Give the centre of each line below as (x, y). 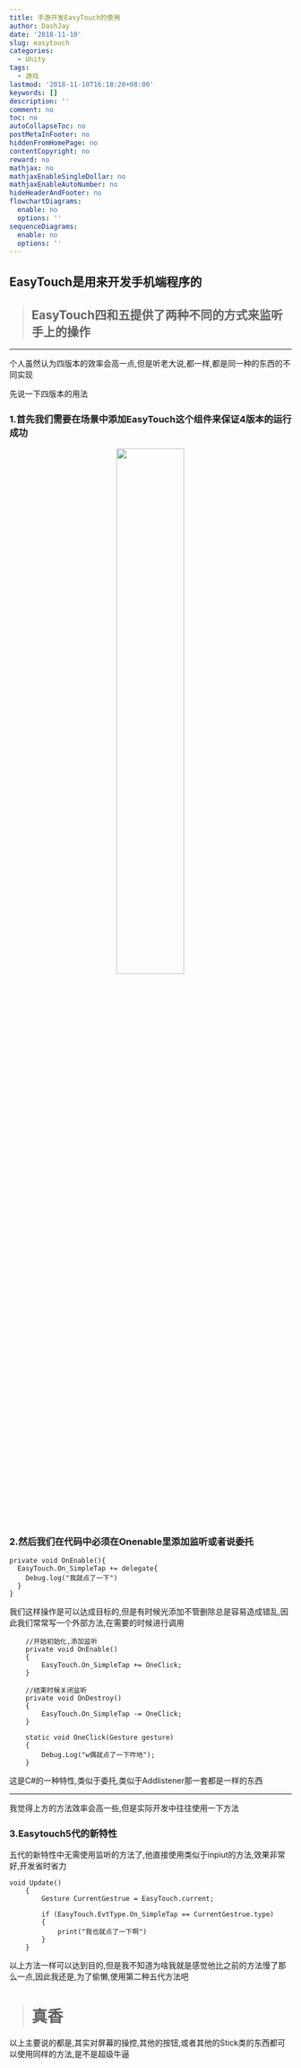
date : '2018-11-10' (46, 34)
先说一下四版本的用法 (48, 394)
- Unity (32, 59)
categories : (31, 51)
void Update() (36, 1883)
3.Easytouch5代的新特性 (64, 1834)
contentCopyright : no (50, 151)
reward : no (30, 159)
